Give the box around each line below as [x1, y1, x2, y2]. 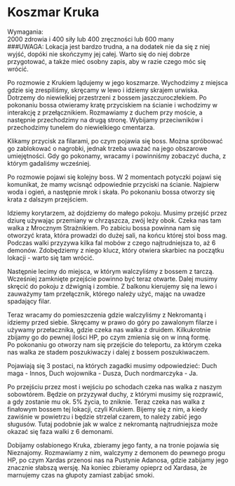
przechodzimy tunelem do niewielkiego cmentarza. [7, 123, 155, 131]
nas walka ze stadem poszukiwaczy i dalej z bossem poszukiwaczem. [7, 348, 210, 356]
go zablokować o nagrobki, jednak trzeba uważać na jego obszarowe [7, 144, 208, 152]
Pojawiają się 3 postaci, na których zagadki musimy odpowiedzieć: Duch [7, 361, 217, 369]
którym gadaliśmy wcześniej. [7, 159, 91, 167]
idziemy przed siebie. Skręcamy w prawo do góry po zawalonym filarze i [7, 317, 217, 327]
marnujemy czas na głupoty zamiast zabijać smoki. [7, 471, 155, 479]
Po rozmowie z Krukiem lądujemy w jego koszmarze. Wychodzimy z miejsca [7, 78, 228, 86]
